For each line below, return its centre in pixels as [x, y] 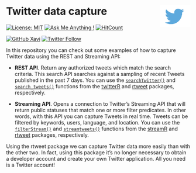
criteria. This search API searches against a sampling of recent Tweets [99, 74]
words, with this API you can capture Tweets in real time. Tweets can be [101, 116]
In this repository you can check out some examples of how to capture [91, 50]
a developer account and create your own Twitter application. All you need [96, 158]
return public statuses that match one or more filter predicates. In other [100, 110]
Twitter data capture [56, 11]
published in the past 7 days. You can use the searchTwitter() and [95, 80]
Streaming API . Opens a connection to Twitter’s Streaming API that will [100, 103]
